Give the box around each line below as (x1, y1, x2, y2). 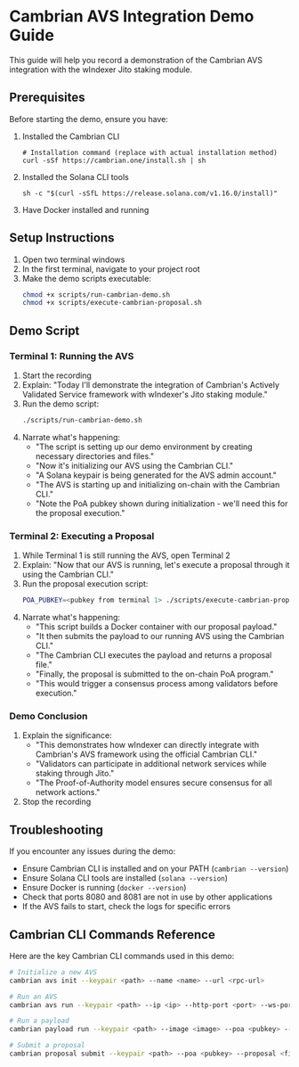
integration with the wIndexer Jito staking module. (9, 64, 193, 75)
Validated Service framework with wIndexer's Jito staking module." (21, 390, 269, 399)
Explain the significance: (21, 730, 113, 741)
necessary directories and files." (35, 450, 154, 461)
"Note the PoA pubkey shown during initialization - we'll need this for (35, 497, 288, 509)
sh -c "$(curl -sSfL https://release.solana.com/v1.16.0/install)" (21, 189, 278, 198)
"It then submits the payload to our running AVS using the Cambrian (35, 631, 285, 642)
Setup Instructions (9, 230, 115, 246)
